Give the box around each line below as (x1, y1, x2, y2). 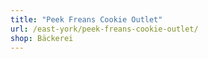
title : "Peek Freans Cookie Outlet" (10, 14, 163, 25)
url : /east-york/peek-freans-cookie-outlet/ (10, 24, 199, 34)
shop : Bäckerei (10, 33, 74, 43)
